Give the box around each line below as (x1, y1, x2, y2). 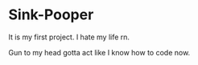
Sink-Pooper (8, 6, 94, 24)
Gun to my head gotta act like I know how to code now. (8, 47, 191, 57)
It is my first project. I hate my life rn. (8, 32, 130, 42)
